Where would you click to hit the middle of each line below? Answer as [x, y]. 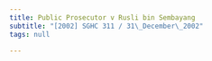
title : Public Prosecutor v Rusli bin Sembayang [102, 17]
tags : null [30, 34]
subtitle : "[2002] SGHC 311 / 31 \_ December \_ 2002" [106, 26]
